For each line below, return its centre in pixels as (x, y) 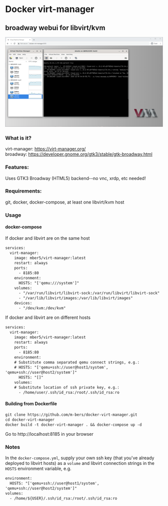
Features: (17, 167)
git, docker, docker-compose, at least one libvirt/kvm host (65, 202)
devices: (23, 303)
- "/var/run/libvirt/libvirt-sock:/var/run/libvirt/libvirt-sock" (89, 293)
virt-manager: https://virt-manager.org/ (45, 149)
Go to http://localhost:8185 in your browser (49, 434)
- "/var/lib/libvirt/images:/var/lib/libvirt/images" (76, 298)
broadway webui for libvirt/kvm (55, 28)
